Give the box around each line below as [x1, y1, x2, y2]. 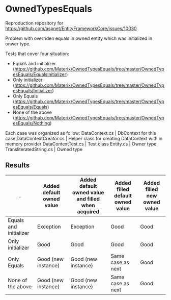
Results [5, 161, 30, 170]
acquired [77, 208, 99, 215]
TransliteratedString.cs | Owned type [5, 146, 83, 152]
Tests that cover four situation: [5, 51, 70, 57]
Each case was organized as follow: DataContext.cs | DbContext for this [5, 130, 156, 136]
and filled [76, 195, 100, 202]
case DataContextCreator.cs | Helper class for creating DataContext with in [5, 135, 163, 141]
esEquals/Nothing [12, 120, 50, 126]
